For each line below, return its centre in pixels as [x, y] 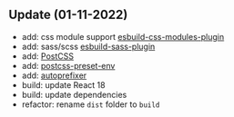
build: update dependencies [74, 94]
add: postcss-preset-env [68, 65]
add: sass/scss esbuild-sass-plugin [88, 46]
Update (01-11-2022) [68, 15]
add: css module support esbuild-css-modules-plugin [123, 36]
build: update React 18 [63, 84]
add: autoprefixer [54, 75]
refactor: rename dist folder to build [91, 104]
